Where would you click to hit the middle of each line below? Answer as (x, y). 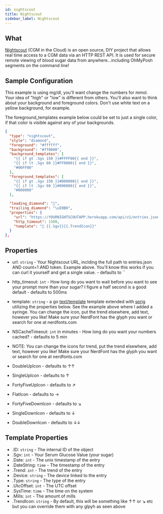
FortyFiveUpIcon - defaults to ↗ (44, 385)
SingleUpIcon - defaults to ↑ (41, 375)
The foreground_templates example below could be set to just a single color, (81, 117)
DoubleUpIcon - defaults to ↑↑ (43, 366)
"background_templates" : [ (37, 154)
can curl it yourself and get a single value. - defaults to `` (69, 272)
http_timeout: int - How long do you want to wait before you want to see (85, 282)
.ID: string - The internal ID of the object (53, 449)
